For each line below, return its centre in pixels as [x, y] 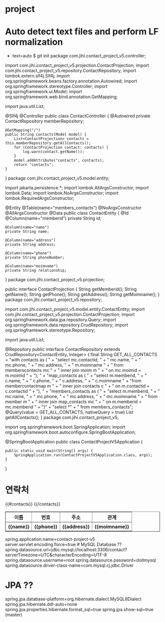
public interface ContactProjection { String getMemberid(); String [71, 289]
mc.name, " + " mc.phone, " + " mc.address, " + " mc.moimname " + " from [82, 397]
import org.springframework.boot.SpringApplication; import [65, 427]
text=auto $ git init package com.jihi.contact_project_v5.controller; [79, 56]
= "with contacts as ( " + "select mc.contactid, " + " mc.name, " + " [73, 360]
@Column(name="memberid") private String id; [53, 219]
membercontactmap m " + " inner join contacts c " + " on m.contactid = [77, 386]
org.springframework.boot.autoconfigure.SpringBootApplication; [70, 432]
